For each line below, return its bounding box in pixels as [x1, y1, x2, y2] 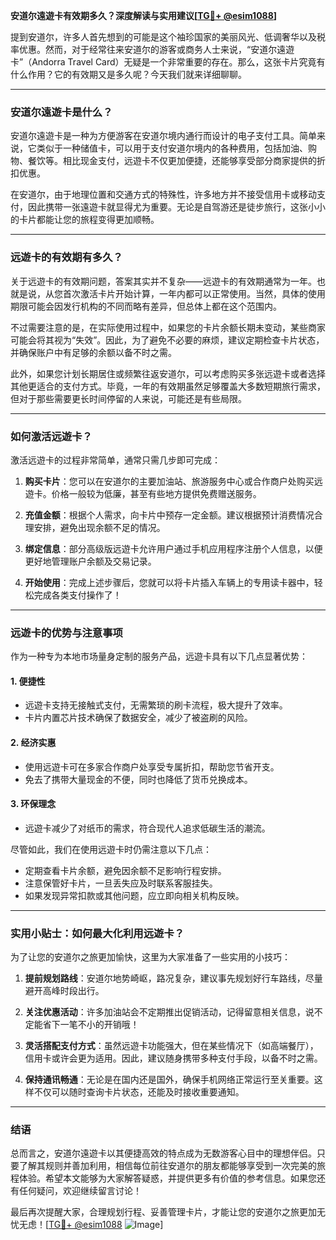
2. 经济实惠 [10, 736, 57, 748]
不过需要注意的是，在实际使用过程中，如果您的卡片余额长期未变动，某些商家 [10, 321, 326, 333]
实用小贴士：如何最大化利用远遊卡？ [10, 926, 185, 940]
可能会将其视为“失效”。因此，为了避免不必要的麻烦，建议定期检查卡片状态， [10, 334, 325, 346]
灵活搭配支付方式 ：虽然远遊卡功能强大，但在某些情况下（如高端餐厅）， [24, 1040, 319, 1052]
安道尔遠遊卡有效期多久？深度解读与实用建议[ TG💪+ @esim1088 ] [10, 10, 278, 21]
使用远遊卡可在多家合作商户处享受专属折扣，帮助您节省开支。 [24, 760, 280, 773]
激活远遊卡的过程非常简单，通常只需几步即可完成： [10, 454, 221, 466]
